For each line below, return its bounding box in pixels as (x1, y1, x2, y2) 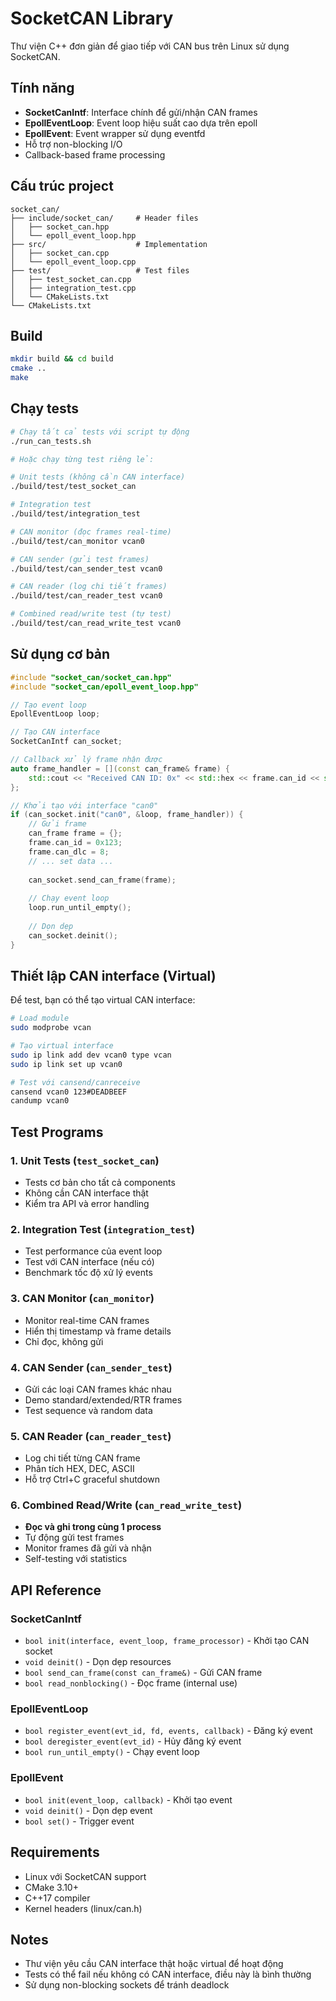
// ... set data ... (28, 856, 114, 866)
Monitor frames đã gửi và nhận (24, 1542, 152, 1554)
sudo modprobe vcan (10, 1023, 92, 1033)
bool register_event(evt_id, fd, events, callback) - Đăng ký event (24, 1725, 313, 1737)
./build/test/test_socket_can (10, 482, 137, 492)
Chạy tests (10, 400, 80, 417)
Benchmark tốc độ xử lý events (24, 1267, 153, 1279)
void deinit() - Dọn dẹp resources (24, 1656, 172, 1668)
